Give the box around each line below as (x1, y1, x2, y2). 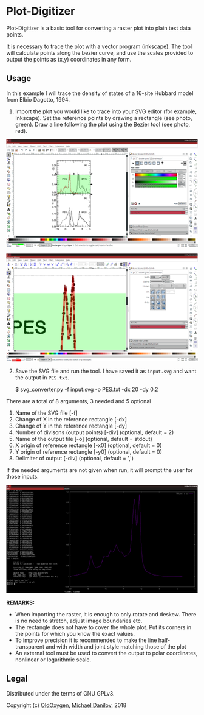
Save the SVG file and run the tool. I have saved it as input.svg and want (15, 367, 197, 375)
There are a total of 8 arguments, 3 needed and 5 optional (6, 397, 151, 404)
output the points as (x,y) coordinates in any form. (6, 55, 132, 63)
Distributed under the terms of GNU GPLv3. (6, 689, 115, 697)
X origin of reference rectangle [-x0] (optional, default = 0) (15, 442, 162, 449)
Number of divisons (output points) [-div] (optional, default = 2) (15, 428, 174, 436)
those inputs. (6, 473, 39, 480)
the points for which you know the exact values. (15, 630, 135, 637)
